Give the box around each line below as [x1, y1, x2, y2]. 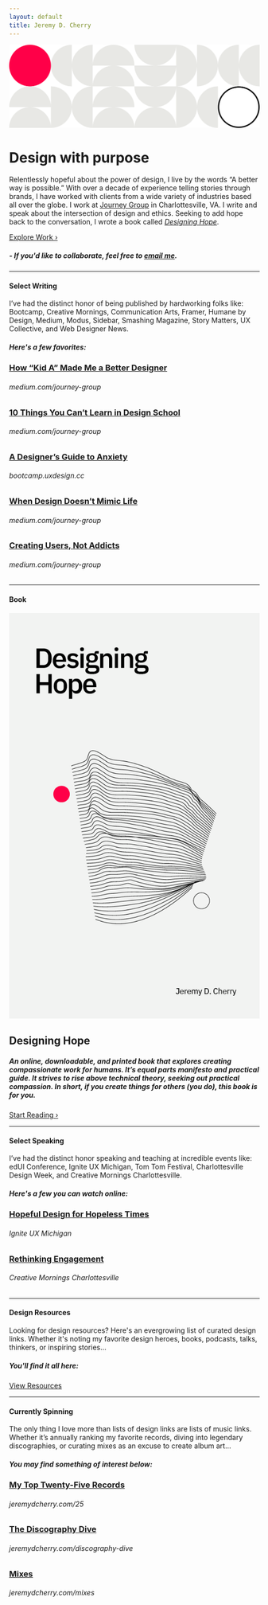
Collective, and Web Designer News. [9, 324, 130, 334]
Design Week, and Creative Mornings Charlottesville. [9, 1170, 182, 1180]
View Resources [9, 1381, 62, 1391]
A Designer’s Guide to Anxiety [9, 451, 128, 462]
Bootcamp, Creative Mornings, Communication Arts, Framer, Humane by [9, 307, 247, 317]
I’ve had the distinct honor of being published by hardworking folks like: [9, 299, 244, 308]
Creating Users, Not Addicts [9, 540, 120, 551]
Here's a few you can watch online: [9, 1189, 128, 1198]
